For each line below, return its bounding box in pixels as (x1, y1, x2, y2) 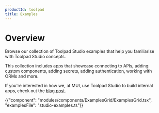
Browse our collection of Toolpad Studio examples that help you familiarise (5, 48, 155, 54)
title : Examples (5, 12, 38, 16)
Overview (5, 32, 45, 44)
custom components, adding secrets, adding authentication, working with (5, 68, 152, 74)
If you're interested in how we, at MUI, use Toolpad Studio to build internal (5, 83, 153, 89)
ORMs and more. (5, 73, 39, 79)
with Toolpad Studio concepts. (5, 54, 66, 60)
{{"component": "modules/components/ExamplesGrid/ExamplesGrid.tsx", (5, 97, 152, 103)
